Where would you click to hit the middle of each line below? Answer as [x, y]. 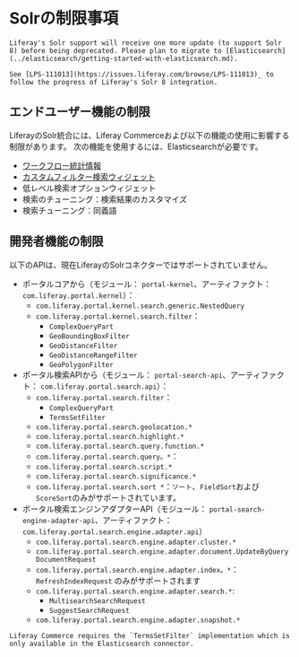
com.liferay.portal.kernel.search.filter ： [118, 316]
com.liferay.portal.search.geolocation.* [114, 427]
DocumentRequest [66, 559]
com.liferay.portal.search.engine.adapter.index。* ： [137, 569]
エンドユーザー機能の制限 [80, 112]
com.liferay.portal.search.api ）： [104, 386]
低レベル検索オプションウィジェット [89, 188]
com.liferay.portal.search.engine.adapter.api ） [115, 531]
